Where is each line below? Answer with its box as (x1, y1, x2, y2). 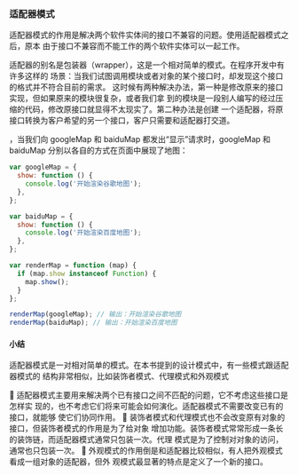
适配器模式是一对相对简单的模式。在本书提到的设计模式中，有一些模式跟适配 (9, 360, 289, 370)
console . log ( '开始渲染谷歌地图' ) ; (25, 179, 142, 188)
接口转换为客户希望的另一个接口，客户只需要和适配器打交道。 (9, 115, 235, 126)
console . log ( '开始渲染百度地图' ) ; (25, 228, 142, 237)
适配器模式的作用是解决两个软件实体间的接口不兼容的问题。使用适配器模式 (9, 29, 281, 41)
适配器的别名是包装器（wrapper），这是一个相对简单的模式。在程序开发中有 (9, 59, 286, 70)
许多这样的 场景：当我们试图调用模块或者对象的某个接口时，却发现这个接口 (9, 71, 284, 82)
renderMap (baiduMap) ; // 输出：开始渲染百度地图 (9, 318, 177, 328)
